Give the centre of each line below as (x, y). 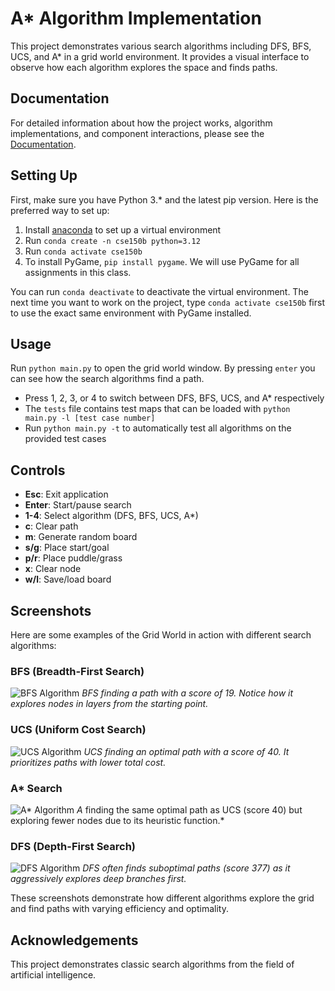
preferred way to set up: (60, 210)
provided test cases (65, 439)
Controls (38, 470)
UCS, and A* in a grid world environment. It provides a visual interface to (160, 56)
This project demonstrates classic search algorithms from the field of (152, 964)
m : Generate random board (81, 537)
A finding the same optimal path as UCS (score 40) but (189, 809)
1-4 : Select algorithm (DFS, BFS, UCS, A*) (111, 516)
